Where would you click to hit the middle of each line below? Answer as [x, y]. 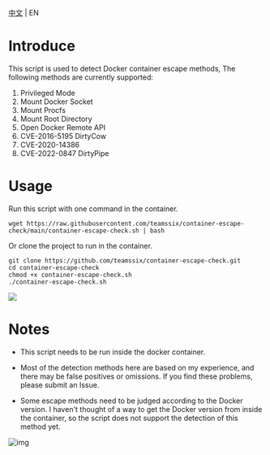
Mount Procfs [43, 110]
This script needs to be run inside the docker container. [113, 352]
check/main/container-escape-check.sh [74, 231]
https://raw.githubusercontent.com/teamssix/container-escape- [135, 223]
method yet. [40, 427]
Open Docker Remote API [63, 127]
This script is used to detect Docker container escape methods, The [122, 68]
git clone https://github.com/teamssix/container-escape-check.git [125, 260]
